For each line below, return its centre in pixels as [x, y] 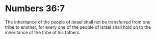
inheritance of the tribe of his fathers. [43, 32]
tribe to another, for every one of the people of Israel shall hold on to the [78, 27]
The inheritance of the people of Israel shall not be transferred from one [78, 22]
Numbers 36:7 [35, 9]
